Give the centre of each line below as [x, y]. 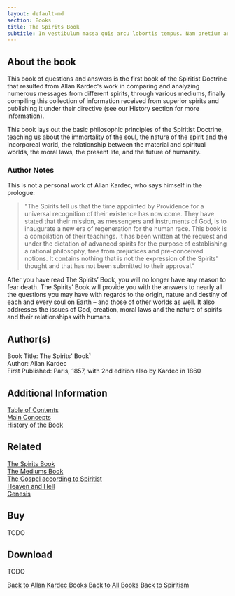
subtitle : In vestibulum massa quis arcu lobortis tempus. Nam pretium [114, 33]
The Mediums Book [35, 471]
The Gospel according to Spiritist [55, 479]
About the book [42, 61]
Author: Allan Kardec [37, 364]
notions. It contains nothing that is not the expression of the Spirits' [121, 259]
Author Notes [31, 170]
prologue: [21, 193]
